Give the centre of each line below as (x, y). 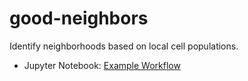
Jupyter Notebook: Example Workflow (102, 65)
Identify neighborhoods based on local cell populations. (124, 46)
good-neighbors (79, 18)
